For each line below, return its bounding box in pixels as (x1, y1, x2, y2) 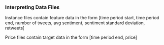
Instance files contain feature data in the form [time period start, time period (5, 15, 160, 21)
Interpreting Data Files (5, 4, 60, 11)
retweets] (5, 25, 25, 31)
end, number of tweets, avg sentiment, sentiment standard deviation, (5, 20, 145, 26)
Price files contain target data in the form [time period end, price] (5, 34, 137, 40)
